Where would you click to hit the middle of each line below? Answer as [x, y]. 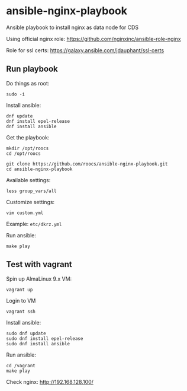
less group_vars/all [32, 191]
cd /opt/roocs [24, 153]
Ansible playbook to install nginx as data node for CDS [72, 27]
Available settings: [28, 180]
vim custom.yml [25, 213]
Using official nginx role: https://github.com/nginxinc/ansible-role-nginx [94, 39]
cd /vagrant [21, 365]
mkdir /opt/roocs [28, 148]
